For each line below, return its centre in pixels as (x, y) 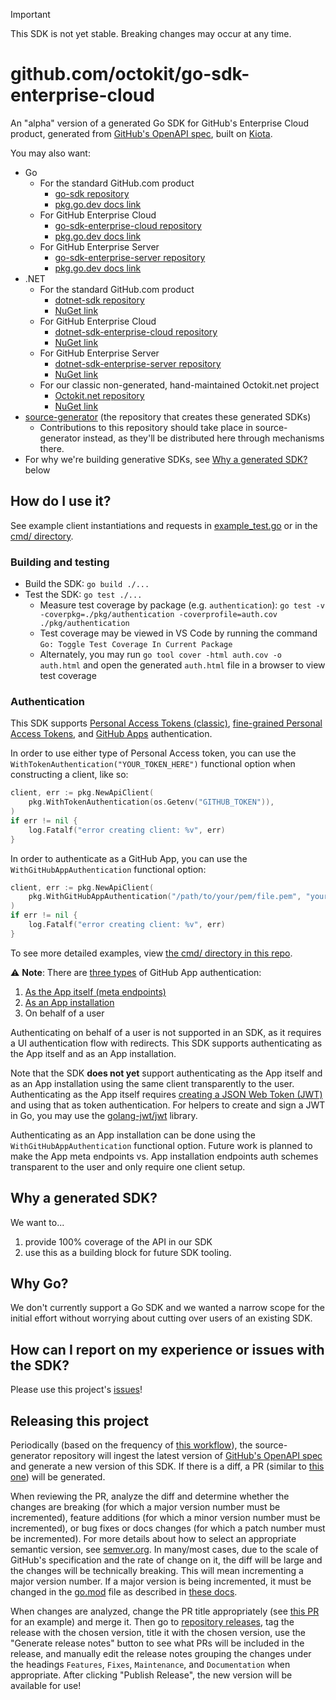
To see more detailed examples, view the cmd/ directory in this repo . (151, 953)
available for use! (46, 1686)
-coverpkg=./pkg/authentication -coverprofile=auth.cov (158, 615)
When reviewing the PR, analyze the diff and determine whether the (150, 1496)
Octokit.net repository (99, 395)
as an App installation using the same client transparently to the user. (152, 1083)
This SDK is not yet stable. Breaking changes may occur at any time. (151, 33)
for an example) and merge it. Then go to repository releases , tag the (152, 1622)
